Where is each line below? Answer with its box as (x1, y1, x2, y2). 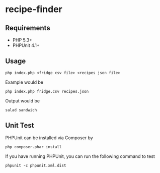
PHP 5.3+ (12, 37, 33, 43)
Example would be (5, 79, 44, 85)
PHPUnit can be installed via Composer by (5, 135, 93, 141)
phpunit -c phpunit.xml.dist (5, 163, 66, 168)
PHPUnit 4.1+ (12, 42, 40, 48)
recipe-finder (5, 4, 63, 15)
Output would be (5, 97, 40, 104)
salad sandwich (5, 107, 37, 112)
